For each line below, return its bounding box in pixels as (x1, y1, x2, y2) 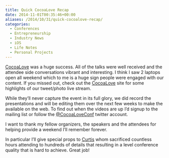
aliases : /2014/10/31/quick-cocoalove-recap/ (5, 17, 103, 22)
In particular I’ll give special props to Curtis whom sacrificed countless (5, 136, 152, 142)
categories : (5, 21, 30, 27)
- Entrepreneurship (10, 31, 51, 36)
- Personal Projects (10, 50, 53, 55)
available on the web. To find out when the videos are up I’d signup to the (5, 106, 158, 112)
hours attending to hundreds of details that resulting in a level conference (5, 141, 158, 147)
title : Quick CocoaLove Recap (5, 7, 69, 13)
